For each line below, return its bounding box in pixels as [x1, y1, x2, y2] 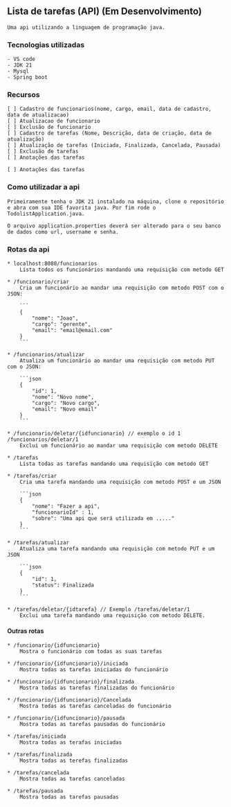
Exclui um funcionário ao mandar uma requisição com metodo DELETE [19, 442, 218, 449]
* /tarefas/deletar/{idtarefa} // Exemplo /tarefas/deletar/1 [7, 606, 190, 613]
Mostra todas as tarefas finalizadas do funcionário [19, 684, 175, 692]
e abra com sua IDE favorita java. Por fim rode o [7, 204, 156, 211]
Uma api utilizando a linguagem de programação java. [7, 24, 166, 31]
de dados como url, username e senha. [7, 228, 119, 235]
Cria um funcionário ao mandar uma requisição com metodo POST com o [19, 284, 225, 291]
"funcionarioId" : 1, [32, 509, 95, 516]
